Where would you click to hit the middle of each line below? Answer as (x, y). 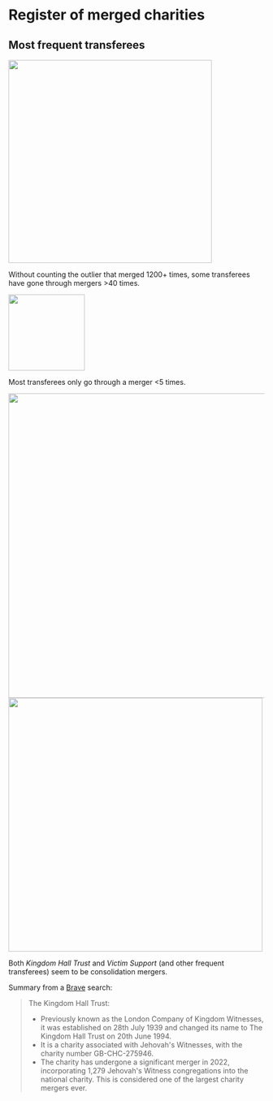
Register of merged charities (107, 15)
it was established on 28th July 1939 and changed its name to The (151, 1028)
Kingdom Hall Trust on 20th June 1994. (106, 1036)
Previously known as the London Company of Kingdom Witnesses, (152, 1019)
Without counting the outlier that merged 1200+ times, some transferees (129, 274)
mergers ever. (64, 1088)
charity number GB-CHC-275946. (97, 1054)
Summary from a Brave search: (61, 987)
